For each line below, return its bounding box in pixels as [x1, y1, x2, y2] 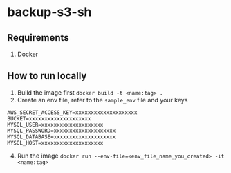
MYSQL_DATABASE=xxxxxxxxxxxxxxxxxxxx [7, 133, 116, 140]
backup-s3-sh [7, 4, 92, 20]
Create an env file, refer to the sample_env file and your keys [17, 95, 188, 104]
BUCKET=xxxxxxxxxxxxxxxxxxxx [7, 115, 91, 122]
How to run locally [7, 70, 87, 82]
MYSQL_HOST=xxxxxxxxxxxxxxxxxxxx [7, 139, 104, 146]
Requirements [7, 32, 69, 44]
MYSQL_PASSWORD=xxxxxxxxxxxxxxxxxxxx [7, 127, 116, 134]
